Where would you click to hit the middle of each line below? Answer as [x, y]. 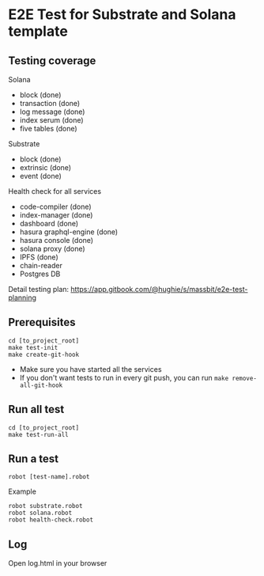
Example [23, 491]
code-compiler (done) [56, 207]
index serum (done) [52, 120]
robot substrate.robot [45, 506]
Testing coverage [52, 61]
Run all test [36, 409]
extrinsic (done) [45, 167]
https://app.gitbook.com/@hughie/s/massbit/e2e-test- [159, 289]
